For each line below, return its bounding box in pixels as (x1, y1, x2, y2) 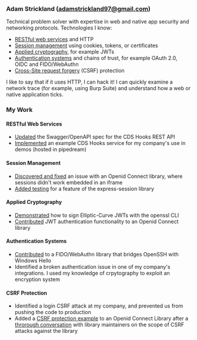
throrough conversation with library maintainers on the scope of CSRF (14, 321, 185, 328)
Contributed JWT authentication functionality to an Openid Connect (14, 217, 179, 225)
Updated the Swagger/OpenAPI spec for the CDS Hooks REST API (14, 133, 175, 140)
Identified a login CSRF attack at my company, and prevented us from (14, 302, 183, 309)
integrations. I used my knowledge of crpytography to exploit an (14, 270, 171, 277)
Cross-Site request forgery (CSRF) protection (14, 67, 125, 74)
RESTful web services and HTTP (14, 36, 94, 43)
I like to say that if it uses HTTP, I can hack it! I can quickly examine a (6, 78, 173, 85)
